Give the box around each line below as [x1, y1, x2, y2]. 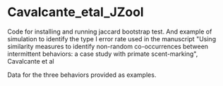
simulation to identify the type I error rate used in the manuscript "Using [7, 34, 217, 43]
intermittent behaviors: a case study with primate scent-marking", [7, 50, 198, 58]
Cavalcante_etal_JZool [7, 4, 144, 20]
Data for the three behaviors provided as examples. [7, 71, 157, 79]
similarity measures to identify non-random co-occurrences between [7, 42, 209, 50]
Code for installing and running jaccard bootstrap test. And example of [7, 27, 212, 36]
